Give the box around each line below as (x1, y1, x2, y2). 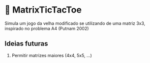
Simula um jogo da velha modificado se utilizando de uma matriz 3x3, (4, 20, 146, 26)
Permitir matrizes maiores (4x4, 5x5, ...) (11, 52, 92, 58)
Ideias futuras (4, 40, 48, 48)
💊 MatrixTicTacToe (4, 4, 82, 16)
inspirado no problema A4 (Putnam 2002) (4, 25, 89, 31)
